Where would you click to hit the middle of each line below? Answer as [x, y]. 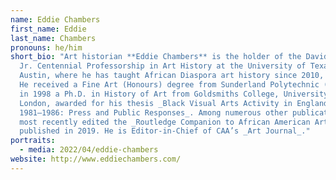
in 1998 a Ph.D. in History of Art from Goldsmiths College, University [174, 94]
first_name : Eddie [48, 29]
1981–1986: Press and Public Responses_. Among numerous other [153, 112]
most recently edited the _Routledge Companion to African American [165, 122]
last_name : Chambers [53, 38]
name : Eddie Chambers [55, 19]
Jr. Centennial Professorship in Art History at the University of [163, 66]
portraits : [33, 141]
